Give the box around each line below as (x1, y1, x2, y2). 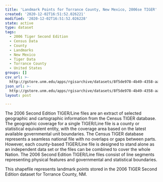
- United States (9, 66, 42, 71)
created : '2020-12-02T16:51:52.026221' (5, 12, 86, 17)
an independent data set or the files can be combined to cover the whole (5, 147, 150, 152)
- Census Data (9, 39, 38, 44)
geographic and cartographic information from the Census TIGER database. (5, 116, 157, 121)
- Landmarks (9, 48, 34, 52)
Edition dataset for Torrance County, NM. (5, 171, 87, 177)
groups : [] (5, 70, 27, 75)
